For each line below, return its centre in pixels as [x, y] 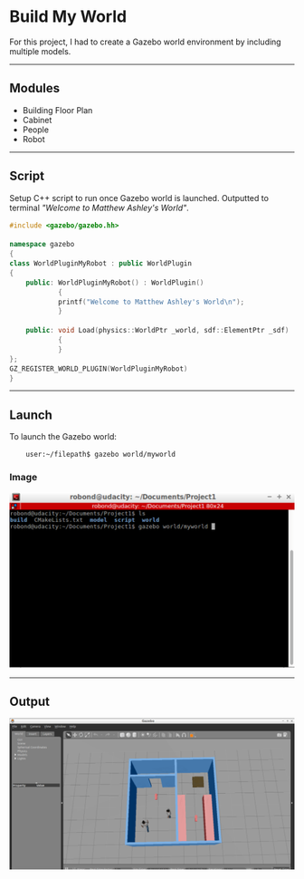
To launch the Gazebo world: [63, 437]
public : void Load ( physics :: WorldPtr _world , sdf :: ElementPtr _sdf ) [157, 331]
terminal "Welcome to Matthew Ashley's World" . [100, 208]
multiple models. [40, 51]
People [36, 130]
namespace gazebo [42, 245]
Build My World [68, 17]
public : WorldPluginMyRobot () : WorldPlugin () [115, 283]
